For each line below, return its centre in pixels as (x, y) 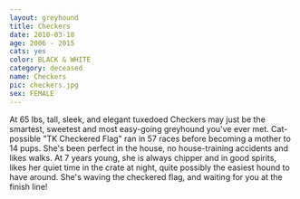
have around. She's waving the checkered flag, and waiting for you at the (146, 176)
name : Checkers (38, 77)
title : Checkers (40, 26)
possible (25, 138)
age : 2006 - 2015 (42, 43)
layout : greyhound (44, 18)
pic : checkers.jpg (44, 85)
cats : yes (28, 52)
